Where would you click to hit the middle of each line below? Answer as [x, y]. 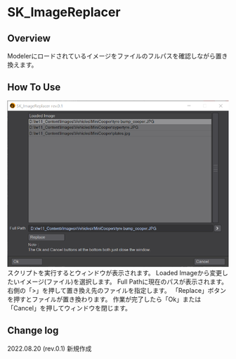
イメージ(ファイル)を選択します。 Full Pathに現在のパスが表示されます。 [124, 282]
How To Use [34, 88]
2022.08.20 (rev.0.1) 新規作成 [50, 348]
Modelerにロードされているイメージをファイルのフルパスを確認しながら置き [118, 56]
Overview [29, 38]
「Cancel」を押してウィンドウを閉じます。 [70, 308]
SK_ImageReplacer [64, 12]
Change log [33, 330]
